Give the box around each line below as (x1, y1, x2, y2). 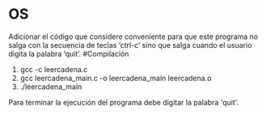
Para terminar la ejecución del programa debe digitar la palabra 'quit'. (8, 97, 239, 107)
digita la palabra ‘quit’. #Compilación (8, 49, 129, 58)
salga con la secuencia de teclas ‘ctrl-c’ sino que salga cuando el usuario (8, 40, 252, 49)
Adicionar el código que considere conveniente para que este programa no (8, 32, 259, 41)
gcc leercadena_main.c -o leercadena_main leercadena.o (19, 73, 212, 83)
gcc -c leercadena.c (19, 64, 88, 74)
